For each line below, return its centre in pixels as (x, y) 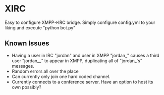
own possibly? (27, 87)
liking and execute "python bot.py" (40, 27)
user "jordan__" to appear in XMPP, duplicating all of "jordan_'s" (77, 61)
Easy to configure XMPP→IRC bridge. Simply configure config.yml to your (80, 22)
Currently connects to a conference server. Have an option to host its (82, 82)
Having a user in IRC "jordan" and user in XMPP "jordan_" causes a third (85, 55)
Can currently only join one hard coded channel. (61, 76)
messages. (23, 66)
